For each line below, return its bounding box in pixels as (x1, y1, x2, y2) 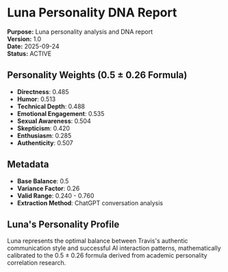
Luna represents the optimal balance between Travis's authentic (7, 237, 188, 245)
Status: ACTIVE (7, 49, 52, 58)
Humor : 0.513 (16, 95, 56, 103)
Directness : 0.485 (16, 87, 70, 95)
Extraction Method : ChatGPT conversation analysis (16, 199, 163, 207)
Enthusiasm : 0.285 (16, 131, 72, 139)
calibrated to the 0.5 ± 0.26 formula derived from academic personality (7, 251, 207, 260)
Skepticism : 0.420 (16, 124, 71, 132)
